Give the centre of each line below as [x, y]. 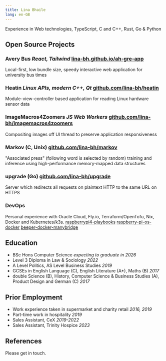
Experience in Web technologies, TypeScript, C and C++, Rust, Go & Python [83, 29]
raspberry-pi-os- [134, 222]
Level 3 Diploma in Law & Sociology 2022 [55, 260]
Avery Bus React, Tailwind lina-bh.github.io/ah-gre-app [74, 59]
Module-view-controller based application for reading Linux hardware [77, 99]
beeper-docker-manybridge [49, 227]
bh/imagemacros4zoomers [39, 123]
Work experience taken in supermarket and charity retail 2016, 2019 [82, 309]
